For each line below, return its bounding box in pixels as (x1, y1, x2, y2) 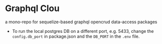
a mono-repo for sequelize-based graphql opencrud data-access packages (5, 19, 158, 25)
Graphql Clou (5, 3, 60, 14)
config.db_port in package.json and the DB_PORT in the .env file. (12, 33, 140, 39)
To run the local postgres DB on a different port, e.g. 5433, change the (12, 28, 154, 34)
